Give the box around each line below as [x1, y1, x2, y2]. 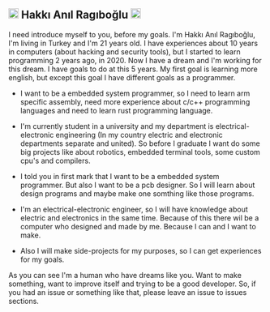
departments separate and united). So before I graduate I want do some [19, 139, 261, 148]
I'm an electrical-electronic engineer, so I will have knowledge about [19, 204, 249, 214]
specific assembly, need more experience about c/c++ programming [19, 96, 251, 106]
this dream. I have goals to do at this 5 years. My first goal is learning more [8, 64, 258, 74]
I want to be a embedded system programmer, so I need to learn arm [19, 88, 251, 98]
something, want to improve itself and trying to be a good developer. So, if [8, 279, 257, 288]
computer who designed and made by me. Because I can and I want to [19, 221, 257, 231]
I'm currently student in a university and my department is [19, 121, 214, 130]
